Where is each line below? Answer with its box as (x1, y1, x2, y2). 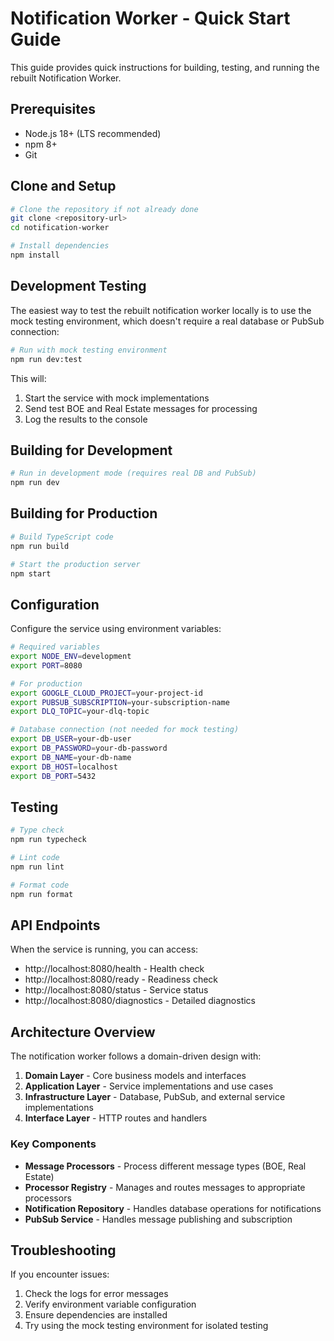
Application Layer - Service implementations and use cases (24, 1080, 274, 1092)
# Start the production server (10, 559, 141, 569)
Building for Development (10, 442, 173, 459)
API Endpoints (10, 917, 101, 934)
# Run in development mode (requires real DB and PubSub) (10, 468, 257, 479)
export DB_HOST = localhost (10, 762, 118, 772)
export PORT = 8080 (10, 660, 83, 671)
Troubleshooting (10, 1242, 117, 1259)
